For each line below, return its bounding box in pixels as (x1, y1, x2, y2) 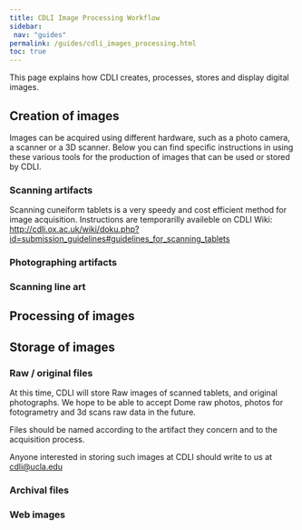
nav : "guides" (13, 30, 67, 39)
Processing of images (9, 308, 135, 324)
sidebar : (9, 22, 43, 31)
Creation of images (9, 108, 120, 124)
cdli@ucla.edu (9, 461, 63, 473)
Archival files (9, 484, 70, 496)
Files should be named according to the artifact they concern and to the (9, 425, 278, 435)
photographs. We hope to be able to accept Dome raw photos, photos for (9, 397, 284, 408)
